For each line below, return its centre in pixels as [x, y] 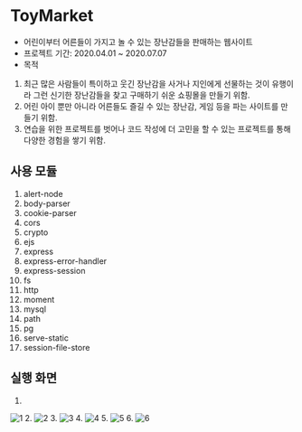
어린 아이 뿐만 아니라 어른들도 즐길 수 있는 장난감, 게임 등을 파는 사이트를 [151, 106]
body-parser [47, 203]
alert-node [43, 193]
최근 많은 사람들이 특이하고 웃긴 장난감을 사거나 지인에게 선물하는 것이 [146, 83]
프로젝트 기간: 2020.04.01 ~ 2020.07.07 [95, 53]
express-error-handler [65, 261]
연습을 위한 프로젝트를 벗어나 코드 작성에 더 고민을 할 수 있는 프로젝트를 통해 [157, 128]
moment [39, 299]
